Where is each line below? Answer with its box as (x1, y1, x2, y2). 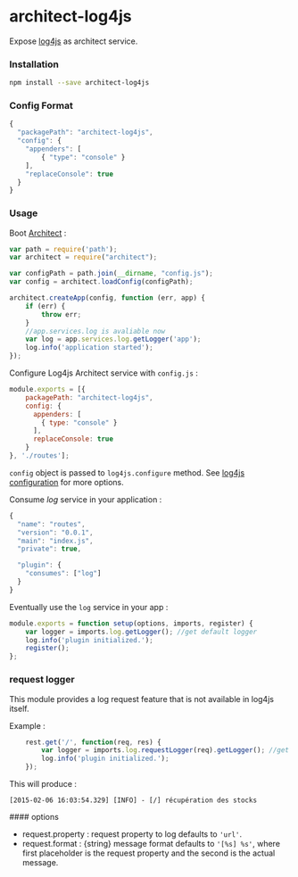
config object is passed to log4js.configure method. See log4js (9, 467, 245, 478)
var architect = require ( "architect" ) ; (9, 252, 158, 262)
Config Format (9, 100, 73, 112)
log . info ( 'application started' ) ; (25, 343, 153, 352)
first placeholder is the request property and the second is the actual (21, 848, 276, 858)
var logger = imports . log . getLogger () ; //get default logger (25, 627, 257, 636)
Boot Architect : (9, 228, 67, 238)
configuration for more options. (9, 476, 125, 487)
